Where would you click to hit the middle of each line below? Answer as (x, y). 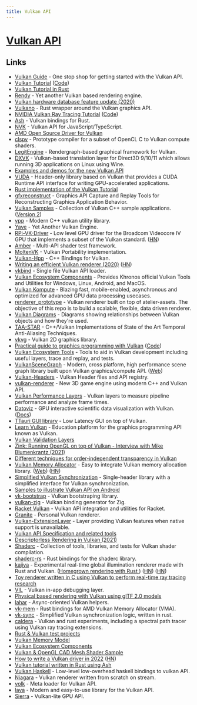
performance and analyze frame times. (62, 402)
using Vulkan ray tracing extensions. (59, 627)
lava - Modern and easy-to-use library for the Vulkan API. (84, 690)
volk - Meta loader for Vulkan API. (56, 683)
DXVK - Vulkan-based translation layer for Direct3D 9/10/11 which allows (102, 158)
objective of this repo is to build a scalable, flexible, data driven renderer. (103, 308)
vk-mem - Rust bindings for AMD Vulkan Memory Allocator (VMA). (95, 608)
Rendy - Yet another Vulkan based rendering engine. (79, 95)
